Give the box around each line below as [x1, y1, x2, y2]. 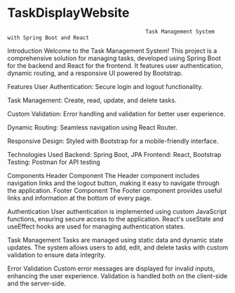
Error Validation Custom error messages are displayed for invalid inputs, [7, 264, 215, 273]
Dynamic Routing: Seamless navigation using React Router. [7, 123, 177, 131]
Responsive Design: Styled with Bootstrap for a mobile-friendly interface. [7, 137, 219, 145]
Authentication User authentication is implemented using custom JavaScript [7, 207, 227, 215]
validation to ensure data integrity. [7, 250, 107, 259]
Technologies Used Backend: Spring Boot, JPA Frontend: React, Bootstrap [7, 150, 222, 158]
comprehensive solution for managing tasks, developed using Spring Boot [7, 54, 221, 62]
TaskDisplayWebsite [7, 5, 130, 21]
